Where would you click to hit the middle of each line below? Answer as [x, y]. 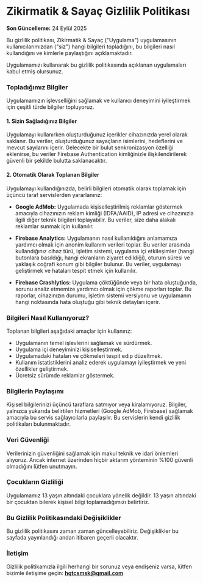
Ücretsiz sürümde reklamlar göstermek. [65, 375]
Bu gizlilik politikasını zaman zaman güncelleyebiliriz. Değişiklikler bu [92, 531]
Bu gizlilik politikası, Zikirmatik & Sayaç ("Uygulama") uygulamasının [91, 40]
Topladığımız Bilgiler [37, 87]
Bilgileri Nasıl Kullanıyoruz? [48, 317]
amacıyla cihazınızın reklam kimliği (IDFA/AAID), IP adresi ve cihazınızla [104, 213]
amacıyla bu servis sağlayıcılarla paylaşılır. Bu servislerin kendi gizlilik [94, 418]
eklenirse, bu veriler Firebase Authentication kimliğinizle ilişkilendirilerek [97, 154]
